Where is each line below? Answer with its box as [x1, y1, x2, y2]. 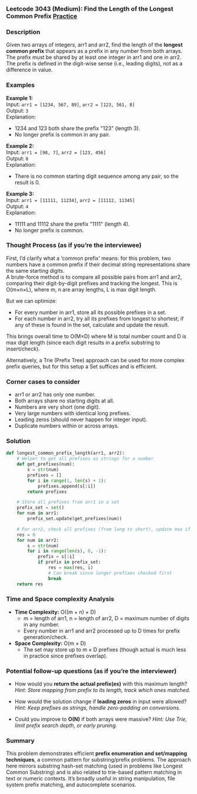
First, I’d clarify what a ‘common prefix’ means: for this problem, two [6, 254, 171, 262]
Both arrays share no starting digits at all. [14, 397, 115, 405]
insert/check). [6, 345, 40, 352]
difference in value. [6, 67, 53, 74]
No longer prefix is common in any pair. [14, 131, 111, 138]
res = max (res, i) [48, 565, 94, 571]
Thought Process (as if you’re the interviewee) [6, 241, 142, 249]
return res [16, 581, 44, 587]
